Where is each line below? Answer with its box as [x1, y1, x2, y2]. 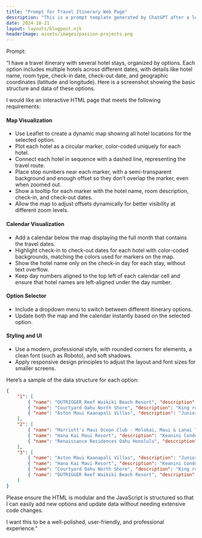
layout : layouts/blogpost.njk [6, 25, 82, 32]
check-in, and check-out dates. [14, 194, 93, 201]
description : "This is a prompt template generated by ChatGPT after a [6, 14, 189, 20]
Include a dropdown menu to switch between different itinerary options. [14, 305, 193, 313]
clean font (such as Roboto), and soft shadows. [14, 352, 132, 359]
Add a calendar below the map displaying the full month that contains [14, 234, 188, 241]
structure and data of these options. [6, 85, 96, 92]
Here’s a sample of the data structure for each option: [6, 376, 139, 384]
